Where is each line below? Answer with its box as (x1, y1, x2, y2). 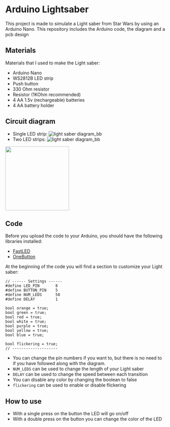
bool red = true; (5, 314, 42, 320)
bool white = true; (5, 319, 47, 324)
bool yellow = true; (5, 328, 49, 333)
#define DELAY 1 (5, 297, 58, 302)
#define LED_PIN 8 (5, 283, 58, 288)
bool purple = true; (5, 324, 49, 329)
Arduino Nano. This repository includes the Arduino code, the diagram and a (5, 26, 165, 32)
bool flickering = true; (5, 342, 58, 347)
